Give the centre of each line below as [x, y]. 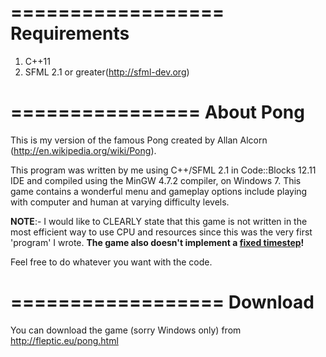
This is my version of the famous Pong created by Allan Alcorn [139, 140]
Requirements [70, 33]
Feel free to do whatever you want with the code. [111, 262]
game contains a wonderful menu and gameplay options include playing [159, 191]
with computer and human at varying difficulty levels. [120, 202]
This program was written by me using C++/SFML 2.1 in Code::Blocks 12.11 [163, 170]
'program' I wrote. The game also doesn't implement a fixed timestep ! [157, 242]
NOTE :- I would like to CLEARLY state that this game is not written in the [159, 221]
